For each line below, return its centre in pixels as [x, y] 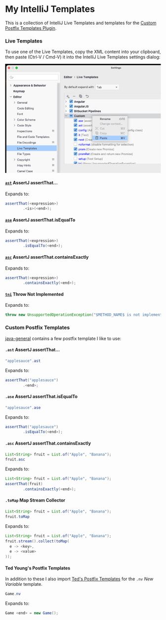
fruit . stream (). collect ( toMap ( [37, 541]
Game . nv [13, 594]
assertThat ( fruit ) [24, 484]
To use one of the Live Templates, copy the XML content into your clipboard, [83, 52]
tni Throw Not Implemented [35, 294]
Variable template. [24, 584]
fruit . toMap [17, 516]
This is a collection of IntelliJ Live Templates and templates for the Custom [81, 23]
